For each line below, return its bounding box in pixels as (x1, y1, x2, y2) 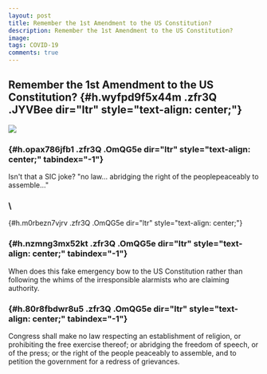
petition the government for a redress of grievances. (8, 356, 180, 366)
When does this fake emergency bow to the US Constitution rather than (8, 266, 243, 276)
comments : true (8, 49, 59, 57)
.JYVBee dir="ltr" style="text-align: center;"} (8, 103, 243, 116)
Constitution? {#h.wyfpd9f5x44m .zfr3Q (8, 91, 218, 104)
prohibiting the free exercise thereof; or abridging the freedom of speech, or (8, 340, 259, 349)
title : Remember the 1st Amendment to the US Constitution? (8, 19, 213, 27)
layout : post (8, 11, 52, 20)
